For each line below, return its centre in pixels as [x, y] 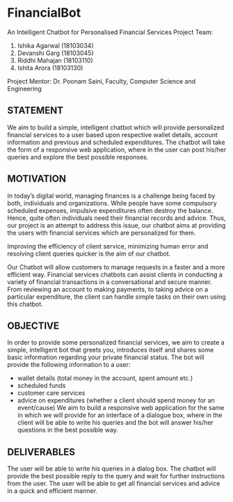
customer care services [51, 393]
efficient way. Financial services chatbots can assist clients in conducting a [115, 274]
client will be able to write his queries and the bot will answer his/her [115, 423]
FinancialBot [44, 13]
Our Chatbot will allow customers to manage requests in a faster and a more [116, 267]
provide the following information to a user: [69, 365]
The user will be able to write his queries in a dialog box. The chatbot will [112, 469]
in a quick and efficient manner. [52, 491]
